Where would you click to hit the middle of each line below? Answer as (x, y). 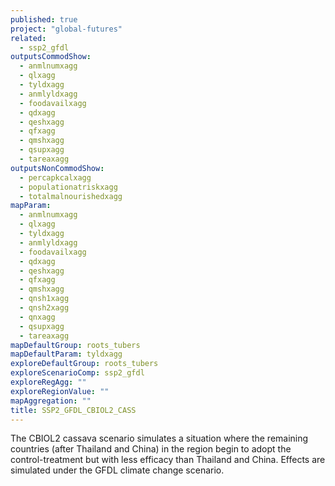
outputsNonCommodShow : (57, 168)
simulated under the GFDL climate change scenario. (117, 470)
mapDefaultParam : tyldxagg (66, 354)
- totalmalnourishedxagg (71, 196)
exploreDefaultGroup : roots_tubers (84, 364)
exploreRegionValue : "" (60, 391)
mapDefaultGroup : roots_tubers (75, 345)
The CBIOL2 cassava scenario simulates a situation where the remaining (159, 438)
